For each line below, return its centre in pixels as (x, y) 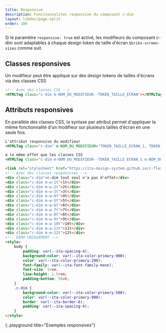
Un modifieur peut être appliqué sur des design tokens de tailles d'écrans (80, 76)
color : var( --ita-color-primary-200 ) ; (63, 260)
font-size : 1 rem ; (41, 270)
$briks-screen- (145, 43)
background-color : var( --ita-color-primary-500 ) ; (75, 292)
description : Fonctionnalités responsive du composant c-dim (69, 14)
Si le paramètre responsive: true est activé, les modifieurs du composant (80, 38)
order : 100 (16, 24)
